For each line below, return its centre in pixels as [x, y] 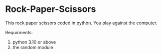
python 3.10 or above [34, 42]
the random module [33, 47]
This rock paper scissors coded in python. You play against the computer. [82, 23]
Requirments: [19, 32]
